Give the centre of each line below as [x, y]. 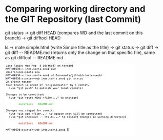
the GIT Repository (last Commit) [73, 19]
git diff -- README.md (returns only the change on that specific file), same [80, 52]
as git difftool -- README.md [34, 57]
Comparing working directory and [75, 9]
